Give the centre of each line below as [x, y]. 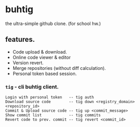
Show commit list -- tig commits [53, 115]
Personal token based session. [45, 73]
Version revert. [28, 63]
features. [20, 40]
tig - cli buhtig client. [32, 87]
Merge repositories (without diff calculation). [59, 68]
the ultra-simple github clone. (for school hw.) [53, 23]
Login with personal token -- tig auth [50, 97]
